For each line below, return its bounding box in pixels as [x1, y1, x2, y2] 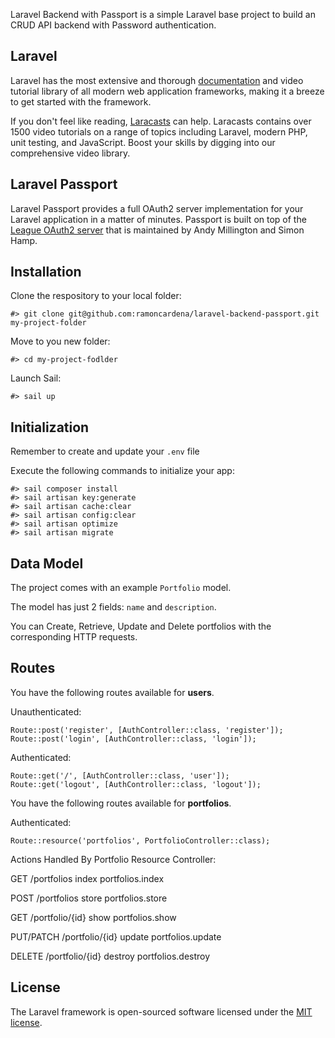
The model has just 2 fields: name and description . [10, 601, 217, 613]
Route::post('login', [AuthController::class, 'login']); [10, 734, 257, 744]
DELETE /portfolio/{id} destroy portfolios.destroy [10, 950, 211, 962]
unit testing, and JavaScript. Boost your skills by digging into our [10, 136, 276, 148]
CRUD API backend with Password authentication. [10, 19, 217, 31]
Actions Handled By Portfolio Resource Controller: [10, 853, 217, 865]
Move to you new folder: [10, 335, 111, 348]
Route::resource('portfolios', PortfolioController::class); [10, 835, 271, 846]
